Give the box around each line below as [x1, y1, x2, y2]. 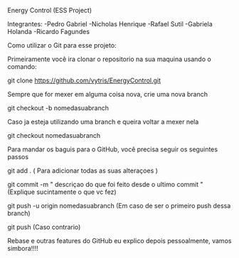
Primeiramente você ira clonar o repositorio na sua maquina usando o [7, 55, 211, 63]
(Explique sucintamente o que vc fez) [7, 188, 117, 196]
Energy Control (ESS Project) [7, 6, 92, 14]
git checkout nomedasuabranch [7, 131, 101, 139]
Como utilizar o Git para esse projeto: [7, 41, 117, 49]
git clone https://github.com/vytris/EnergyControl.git [7, 76, 161, 85]
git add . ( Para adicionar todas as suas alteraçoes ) [7, 166, 159, 175]
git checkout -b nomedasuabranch [7, 104, 109, 112]
